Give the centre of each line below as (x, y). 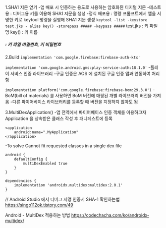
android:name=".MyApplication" (46, 132)
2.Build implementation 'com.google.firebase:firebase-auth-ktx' (73, 57)
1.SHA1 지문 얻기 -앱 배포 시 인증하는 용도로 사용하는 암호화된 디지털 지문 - (77, 7)
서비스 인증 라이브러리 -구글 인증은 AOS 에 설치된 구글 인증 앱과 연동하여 (80, 73)
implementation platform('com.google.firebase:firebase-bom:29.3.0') (79, 90)
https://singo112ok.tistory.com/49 (39, 205)
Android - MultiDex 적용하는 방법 (38, 215)
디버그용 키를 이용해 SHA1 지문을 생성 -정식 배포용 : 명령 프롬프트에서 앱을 (84, 13)
